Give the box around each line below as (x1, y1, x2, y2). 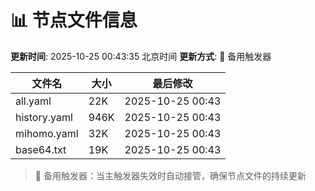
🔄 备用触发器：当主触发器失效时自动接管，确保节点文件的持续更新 (34, 169, 307, 181)
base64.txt (15, 142, 67, 156)
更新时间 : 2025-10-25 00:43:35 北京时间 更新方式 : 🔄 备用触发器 (10, 50, 272, 62)
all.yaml (15, 94, 52, 108)
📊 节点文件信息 (10, 9, 138, 32)
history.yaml (15, 110, 73, 124)
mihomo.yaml (15, 126, 79, 140)
